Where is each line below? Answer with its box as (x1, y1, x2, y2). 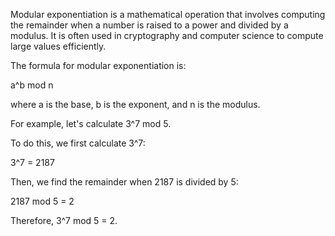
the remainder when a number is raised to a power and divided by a (10, 19, 289, 31)
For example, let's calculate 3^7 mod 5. (10, 118, 172, 129)
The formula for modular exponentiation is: (10, 60, 187, 71)
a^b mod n (10, 79, 54, 91)
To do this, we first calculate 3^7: (10, 137, 146, 149)
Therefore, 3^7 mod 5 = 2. (10, 215, 118, 226)
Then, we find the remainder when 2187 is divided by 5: (10, 176, 239, 188)
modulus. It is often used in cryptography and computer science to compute (10, 30, 324, 41)
